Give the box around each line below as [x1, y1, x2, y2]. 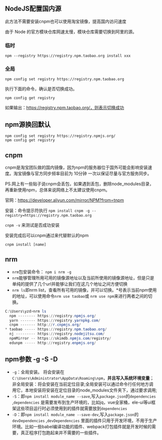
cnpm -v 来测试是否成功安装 [5, 222, 60, 228]
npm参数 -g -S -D [5, 355, 58, 363]
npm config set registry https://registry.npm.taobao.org [5, 77, 124, 82]
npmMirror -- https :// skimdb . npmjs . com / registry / [9, 336, 111, 341]
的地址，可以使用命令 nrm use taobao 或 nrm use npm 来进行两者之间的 [12, 293, 148, 299]
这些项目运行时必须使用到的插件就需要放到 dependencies [16, 405, 127, 411]
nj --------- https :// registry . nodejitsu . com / [9, 332, 105, 337]
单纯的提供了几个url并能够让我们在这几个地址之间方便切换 [12, 281, 128, 287]
